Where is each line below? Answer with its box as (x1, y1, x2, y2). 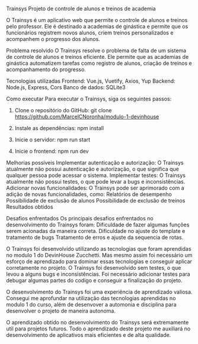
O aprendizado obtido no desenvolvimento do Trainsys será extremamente (6, 319, 189, 326)
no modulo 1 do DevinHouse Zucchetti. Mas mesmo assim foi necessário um (6, 252, 193, 258)
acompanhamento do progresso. (6, 66, 86, 73)
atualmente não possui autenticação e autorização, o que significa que (6, 166, 179, 172)
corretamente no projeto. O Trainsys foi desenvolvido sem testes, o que (6, 264, 181, 271)
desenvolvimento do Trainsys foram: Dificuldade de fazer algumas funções (6, 221, 190, 228)
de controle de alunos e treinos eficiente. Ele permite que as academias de (6, 53, 189, 60)
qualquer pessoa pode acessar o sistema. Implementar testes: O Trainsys (6, 172, 186, 179)
